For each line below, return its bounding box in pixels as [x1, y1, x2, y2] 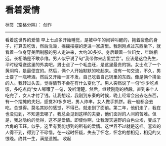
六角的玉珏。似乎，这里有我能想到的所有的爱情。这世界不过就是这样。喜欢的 [5, 123, 161, 129]
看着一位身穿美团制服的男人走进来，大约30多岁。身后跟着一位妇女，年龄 [5, 49, 154, 55]
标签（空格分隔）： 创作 [5, 22, 52, 28]
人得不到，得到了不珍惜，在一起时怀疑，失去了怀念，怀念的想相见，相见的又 [5, 129, 161, 135]
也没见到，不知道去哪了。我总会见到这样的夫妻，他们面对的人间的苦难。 [5, 110, 152, 116]
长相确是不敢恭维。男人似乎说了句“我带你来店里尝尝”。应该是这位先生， [13, 55, 161, 61]
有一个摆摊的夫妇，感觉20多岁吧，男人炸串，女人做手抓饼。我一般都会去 [5, 98, 154, 104]
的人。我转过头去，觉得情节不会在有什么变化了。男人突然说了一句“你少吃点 [5, 80, 159, 86]
